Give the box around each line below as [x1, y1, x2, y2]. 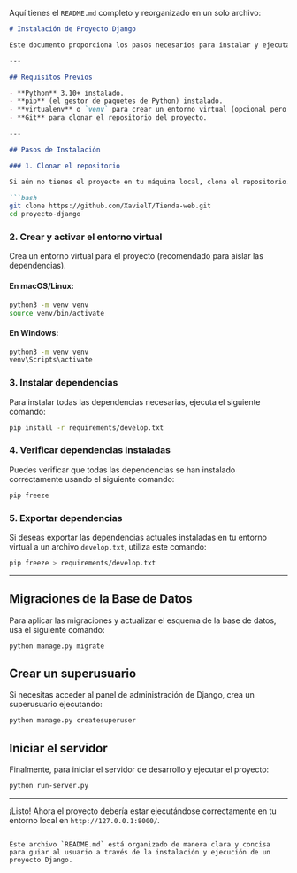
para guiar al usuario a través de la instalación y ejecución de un [9, 847, 271, 856]
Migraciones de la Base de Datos [9, 591, 193, 606]
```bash [9, 193, 38, 202]
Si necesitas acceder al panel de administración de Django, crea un [9, 690, 255, 700]
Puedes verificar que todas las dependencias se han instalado [9, 464, 236, 475]
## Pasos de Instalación [9, 145, 101, 154]
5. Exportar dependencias [9, 511, 123, 524]
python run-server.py [9, 782, 89, 791]
